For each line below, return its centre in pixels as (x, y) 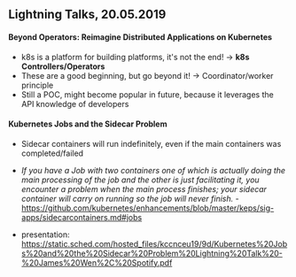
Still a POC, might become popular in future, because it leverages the (147, 94)
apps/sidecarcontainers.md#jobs (82, 217)
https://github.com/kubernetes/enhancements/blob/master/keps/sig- (148, 208)
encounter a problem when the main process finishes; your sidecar (144, 189)
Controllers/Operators (63, 66)
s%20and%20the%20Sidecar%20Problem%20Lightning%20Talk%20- (152, 253)
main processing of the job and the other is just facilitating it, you (140, 180)
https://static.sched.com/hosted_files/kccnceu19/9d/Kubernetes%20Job (154, 243)
